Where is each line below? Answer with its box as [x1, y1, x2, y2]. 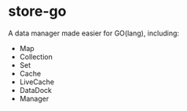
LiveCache [19, 77, 55, 87]
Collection [19, 52, 53, 61]
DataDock [19, 85, 53, 94]
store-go [8, 2, 67, 20]
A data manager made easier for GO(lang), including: [8, 28, 179, 38]
